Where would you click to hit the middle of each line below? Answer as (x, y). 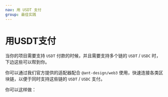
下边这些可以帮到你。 (27, 62)
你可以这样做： (21, 90)
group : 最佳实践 (21, 15)
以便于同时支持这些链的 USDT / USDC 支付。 (62, 79)
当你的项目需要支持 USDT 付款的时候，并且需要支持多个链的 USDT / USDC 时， (83, 56)
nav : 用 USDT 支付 (23, 10)
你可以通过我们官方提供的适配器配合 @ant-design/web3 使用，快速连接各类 (82, 73)
